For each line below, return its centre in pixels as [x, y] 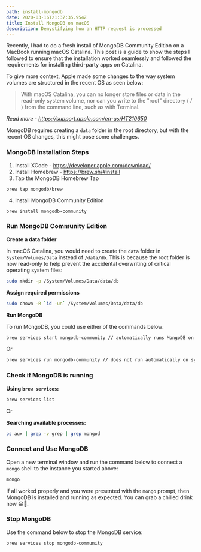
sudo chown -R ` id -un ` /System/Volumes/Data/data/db [75, 304]
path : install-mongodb [34, 12]
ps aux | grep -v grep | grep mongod [53, 433]
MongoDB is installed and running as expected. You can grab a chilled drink [100, 497]
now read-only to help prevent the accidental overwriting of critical [89, 263]
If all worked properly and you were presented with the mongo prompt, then [98, 491]
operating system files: [34, 270]
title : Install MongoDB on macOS [48, 23]
